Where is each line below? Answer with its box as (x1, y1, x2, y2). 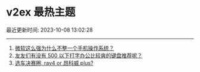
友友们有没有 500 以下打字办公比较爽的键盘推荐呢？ (14, 52, 143, 59)
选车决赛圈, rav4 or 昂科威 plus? (14, 59, 93, 66)
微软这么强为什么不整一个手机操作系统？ (14, 44, 114, 51)
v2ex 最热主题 (6, 5, 76, 19)
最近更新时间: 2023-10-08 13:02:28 (6, 26, 93, 33)
